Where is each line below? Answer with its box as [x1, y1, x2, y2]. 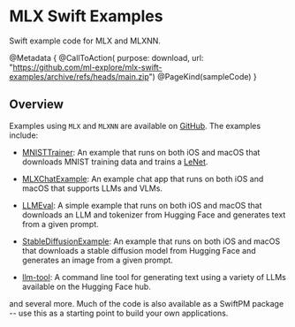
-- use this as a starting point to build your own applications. [9, 308, 229, 318]
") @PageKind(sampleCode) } [148, 71, 258, 81]
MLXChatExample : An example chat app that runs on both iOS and [21, 173, 264, 184]
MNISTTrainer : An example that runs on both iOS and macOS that [21, 147, 261, 157]
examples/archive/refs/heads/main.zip [9, 71, 149, 81]
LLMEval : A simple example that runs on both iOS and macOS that [21, 200, 262, 210]
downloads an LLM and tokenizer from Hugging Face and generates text [21, 209, 286, 220]
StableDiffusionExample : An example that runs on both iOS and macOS [21, 236, 281, 247]
